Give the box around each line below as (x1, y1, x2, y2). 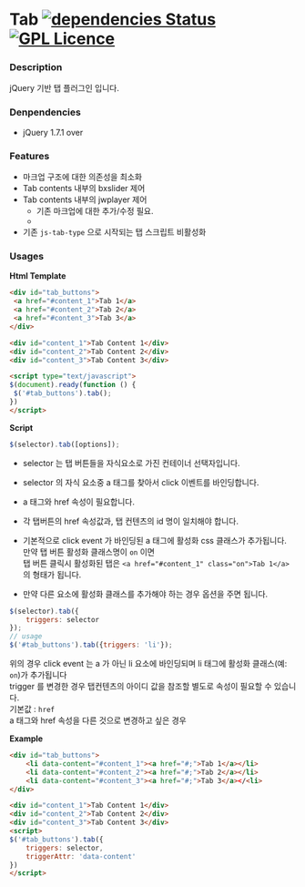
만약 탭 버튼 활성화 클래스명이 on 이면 (22, 546, 155, 557)
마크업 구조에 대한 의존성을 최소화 (22, 171, 143, 182)
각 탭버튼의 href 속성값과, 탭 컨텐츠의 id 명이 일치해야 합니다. (22, 515, 239, 526)
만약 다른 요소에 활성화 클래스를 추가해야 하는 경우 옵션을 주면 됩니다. (22, 588, 269, 599)
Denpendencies (9, 106, 82, 118)
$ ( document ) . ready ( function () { (9, 381, 137, 390)
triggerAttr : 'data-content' (25, 851, 137, 861)
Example (9, 733, 44, 744)
